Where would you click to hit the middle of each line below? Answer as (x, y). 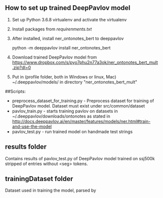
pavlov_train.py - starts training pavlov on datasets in (65, 111)
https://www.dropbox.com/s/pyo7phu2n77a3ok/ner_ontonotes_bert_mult (85, 62)
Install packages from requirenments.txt (52, 29)
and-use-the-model (32, 126)
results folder (26, 147)
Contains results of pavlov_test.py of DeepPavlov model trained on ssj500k (80, 158)
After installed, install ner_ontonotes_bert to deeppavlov (68, 38)
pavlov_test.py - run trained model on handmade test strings (72, 131)
